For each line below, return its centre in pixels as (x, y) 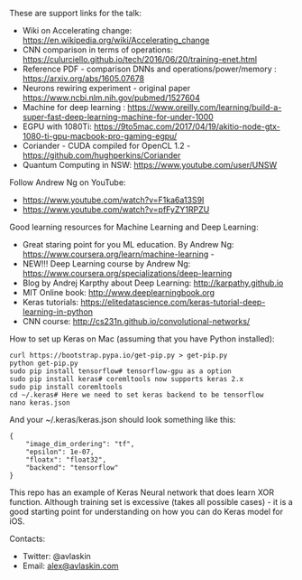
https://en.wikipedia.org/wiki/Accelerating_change (116, 40)
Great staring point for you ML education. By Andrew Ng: (128, 244)
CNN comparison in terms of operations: (98, 50)
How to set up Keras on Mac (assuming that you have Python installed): (142, 339)
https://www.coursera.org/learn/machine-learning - (118, 254)
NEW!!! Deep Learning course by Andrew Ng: (106, 264)
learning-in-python (57, 312)
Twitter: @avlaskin (57, 556)
